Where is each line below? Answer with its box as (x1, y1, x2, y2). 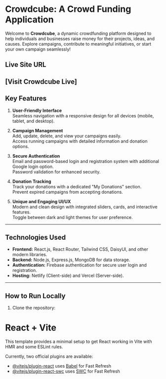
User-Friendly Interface (12, 108, 62, 113)
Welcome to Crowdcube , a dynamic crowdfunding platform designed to (5, 30, 152, 36)
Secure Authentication (12, 153, 60, 159)
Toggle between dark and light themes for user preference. (12, 214, 133, 220)
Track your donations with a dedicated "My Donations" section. (12, 183, 142, 189)
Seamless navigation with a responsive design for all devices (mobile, (12, 112, 154, 118)
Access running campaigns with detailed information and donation (12, 138, 148, 144)
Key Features (5, 94, 47, 103)
